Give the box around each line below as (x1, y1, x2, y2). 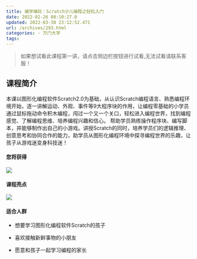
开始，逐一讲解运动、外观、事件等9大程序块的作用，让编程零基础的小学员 (11, 102, 189, 109)
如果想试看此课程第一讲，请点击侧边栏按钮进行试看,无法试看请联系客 (20, 53, 186, 59)
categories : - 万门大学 (6, 30, 60, 36)
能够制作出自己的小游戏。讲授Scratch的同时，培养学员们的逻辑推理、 (21, 124, 189, 132)
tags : (6, 36, 19, 42)
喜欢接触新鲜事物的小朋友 (14, 234, 77, 241)
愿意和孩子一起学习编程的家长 (14, 247, 87, 254)
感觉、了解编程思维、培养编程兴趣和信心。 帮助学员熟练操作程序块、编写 (6, 117, 182, 124)
